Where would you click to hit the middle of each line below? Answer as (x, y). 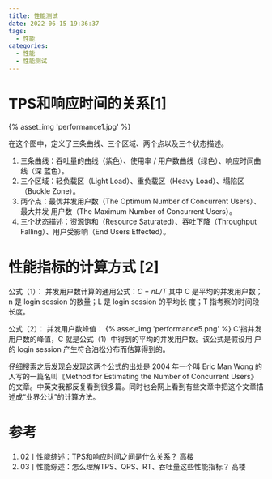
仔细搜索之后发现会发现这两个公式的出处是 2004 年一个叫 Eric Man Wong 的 (136, 366)
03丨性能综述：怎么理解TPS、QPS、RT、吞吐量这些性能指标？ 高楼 (133, 466)
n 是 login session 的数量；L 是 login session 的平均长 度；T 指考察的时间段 (134, 302)
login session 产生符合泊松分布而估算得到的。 (93, 349)
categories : (28, 46)
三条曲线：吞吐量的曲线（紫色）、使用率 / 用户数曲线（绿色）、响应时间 (137, 160)
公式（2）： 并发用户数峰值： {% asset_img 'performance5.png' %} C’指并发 (135, 328)
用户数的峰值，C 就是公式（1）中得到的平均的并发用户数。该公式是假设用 (130, 339)
